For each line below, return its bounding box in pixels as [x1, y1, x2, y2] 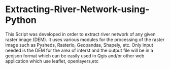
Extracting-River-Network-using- [5, 4, 150, 15]
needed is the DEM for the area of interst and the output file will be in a [5, 47, 153, 53]
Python [5, 14, 37, 26]
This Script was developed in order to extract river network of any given [5, 31, 156, 37]
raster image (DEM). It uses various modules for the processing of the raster [5, 37, 165, 43]
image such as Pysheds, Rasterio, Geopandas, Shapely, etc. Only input [5, 42, 153, 48]
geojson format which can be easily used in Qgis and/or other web [5, 52, 145, 59]
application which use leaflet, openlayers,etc [5, 58, 99, 64]
